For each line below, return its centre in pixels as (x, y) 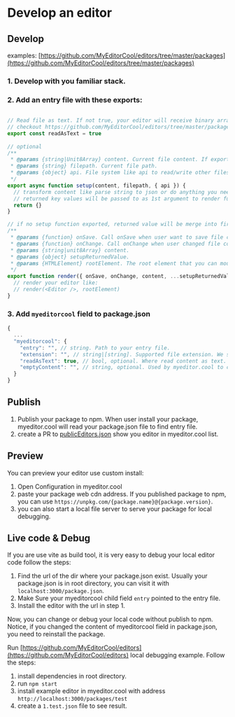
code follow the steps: (39, 562)
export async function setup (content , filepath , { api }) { (97, 186)
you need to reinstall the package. (56, 634)
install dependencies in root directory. (72, 676)
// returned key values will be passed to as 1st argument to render (117, 199)
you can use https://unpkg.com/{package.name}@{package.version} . (115, 501)
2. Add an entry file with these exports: (75, 99)
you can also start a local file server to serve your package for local (114, 508)
